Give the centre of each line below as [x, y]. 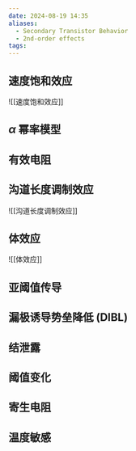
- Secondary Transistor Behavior [72, 31]
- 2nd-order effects [50, 38]
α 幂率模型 [35, 130]
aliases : [23, 23]
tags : [17, 46]
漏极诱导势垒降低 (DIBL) [68, 317]
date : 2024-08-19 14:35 [49, 16]
